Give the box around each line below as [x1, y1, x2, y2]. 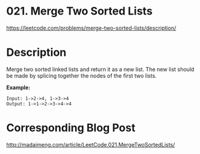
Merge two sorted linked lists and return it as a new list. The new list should [6, 65, 195, 73]
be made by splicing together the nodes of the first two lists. [6, 72, 157, 79]
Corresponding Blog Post [6, 121, 136, 135]
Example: [6, 84, 31, 91]
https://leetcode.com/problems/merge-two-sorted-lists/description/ [6, 24, 176, 32]
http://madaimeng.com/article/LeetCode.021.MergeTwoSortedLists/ [6, 141, 175, 148]
